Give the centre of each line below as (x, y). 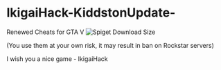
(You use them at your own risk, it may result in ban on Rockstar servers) (110, 45)
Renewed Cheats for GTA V (45, 32)
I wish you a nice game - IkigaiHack (57, 59)
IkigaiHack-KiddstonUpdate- (91, 13)
